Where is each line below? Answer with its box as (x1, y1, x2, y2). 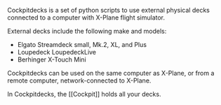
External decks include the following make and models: (7, 27, 167, 35)
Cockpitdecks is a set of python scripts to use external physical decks (7, 6, 210, 14)
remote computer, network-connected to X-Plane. (7, 76, 152, 85)
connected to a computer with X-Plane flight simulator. (7, 13, 166, 22)
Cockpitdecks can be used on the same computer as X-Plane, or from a (7, 69, 215, 77)
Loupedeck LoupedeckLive (17, 48, 97, 56)
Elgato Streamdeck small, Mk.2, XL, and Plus (17, 41, 147, 48)
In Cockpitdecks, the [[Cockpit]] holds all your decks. (7, 90, 161, 98)
